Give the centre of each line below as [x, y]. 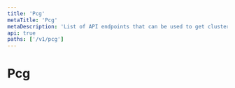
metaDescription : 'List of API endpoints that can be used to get [106, 26]
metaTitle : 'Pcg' [33, 20]
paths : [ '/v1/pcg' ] [36, 39]
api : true [22, 33]
